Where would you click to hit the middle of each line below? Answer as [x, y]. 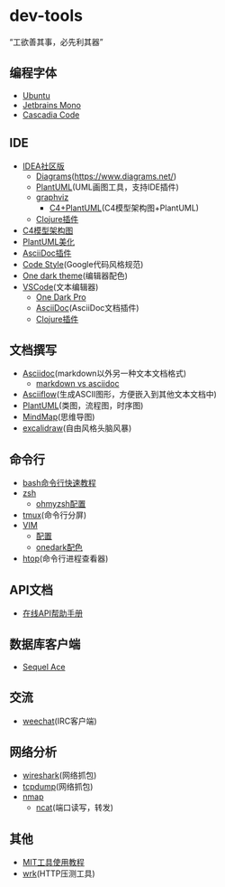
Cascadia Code [51, 115]
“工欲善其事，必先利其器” [56, 42]
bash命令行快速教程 [59, 483]
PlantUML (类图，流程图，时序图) [83, 406]
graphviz [52, 197]
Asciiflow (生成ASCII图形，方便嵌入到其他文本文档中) [120, 395]
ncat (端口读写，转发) [75, 808]
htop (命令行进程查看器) [65, 559]
